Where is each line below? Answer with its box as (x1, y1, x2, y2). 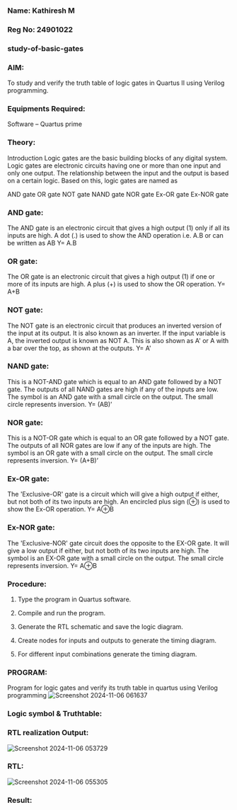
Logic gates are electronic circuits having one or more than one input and (7, 161, 221, 170)
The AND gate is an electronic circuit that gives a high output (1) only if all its (7, 224, 230, 232)
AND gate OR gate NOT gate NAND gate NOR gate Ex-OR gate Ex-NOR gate (7, 190, 229, 198)
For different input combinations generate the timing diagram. (17, 650, 197, 659)
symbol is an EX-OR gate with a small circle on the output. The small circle (7, 554, 224, 562)
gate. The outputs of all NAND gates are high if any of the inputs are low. (7, 385, 219, 393)
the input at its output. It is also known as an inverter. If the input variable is (7, 328, 226, 337)
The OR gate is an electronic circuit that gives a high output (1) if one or (7, 272, 215, 281)
